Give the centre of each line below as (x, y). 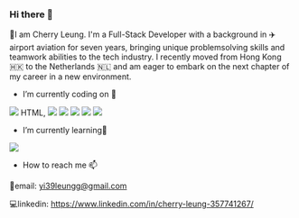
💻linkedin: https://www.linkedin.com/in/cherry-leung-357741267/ (132, 204)
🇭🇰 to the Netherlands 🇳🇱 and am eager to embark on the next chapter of (149, 67)
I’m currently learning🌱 (65, 131)
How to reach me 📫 (60, 165)
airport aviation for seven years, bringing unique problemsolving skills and (147, 48)
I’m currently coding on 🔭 (70, 95)
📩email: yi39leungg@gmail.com (68, 186)
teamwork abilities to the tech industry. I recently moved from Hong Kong (145, 57)
